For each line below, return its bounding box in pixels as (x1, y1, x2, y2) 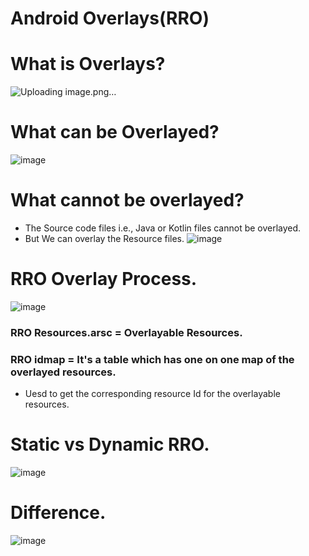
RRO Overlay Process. (10, 268, 198, 291)
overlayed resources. (10, 365, 117, 379)
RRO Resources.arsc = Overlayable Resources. (10, 325, 243, 339)
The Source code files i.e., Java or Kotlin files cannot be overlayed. (24, 222, 302, 234)
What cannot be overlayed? (10, 189, 245, 212)
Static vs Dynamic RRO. (10, 433, 210, 456)
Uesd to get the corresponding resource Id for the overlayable (24, 388, 281, 400)
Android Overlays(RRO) (10, 7, 210, 30)
